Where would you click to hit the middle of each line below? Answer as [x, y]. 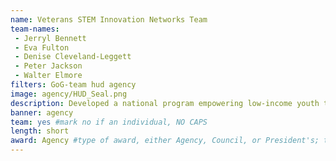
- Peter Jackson [48, 66]
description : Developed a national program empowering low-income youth [165, 103]
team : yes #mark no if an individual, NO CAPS [109, 122]
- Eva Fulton [42, 47]
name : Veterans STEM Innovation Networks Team [109, 19]
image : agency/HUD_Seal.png [69, 94]
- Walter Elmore [48, 76]
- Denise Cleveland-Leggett [73, 57]
